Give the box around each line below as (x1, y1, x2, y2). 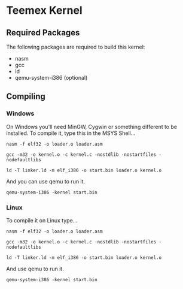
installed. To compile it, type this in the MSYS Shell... (6, 130, 136, 137)
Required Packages (6, 28, 80, 38)
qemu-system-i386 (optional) (14, 74, 88, 81)
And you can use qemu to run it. (6, 177, 86, 185)
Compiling (6, 91, 46, 102)
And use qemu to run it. (6, 265, 64, 272)
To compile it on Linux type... (6, 216, 78, 224)
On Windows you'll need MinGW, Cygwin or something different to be (6, 123, 178, 130)
